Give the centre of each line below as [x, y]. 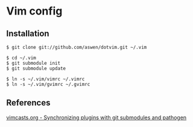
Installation [28, 34]
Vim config [34, 11]
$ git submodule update [36, 68]
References [28, 103]
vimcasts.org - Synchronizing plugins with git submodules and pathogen [96, 117]
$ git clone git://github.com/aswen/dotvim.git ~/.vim [77, 47]
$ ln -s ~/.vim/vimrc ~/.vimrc [46, 79]
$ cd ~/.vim [21, 58]
